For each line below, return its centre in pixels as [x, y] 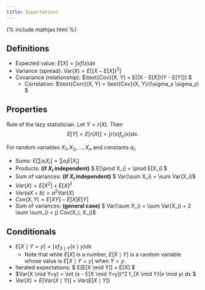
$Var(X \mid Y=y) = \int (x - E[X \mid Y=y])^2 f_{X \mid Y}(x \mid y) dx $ [106, 273]
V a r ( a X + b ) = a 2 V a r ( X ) [45, 192]
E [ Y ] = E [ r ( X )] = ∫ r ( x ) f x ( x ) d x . [103, 134]
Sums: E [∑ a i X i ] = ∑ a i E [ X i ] [47, 161]
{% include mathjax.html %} [42, 29]
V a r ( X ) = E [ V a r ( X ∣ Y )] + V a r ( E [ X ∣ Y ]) [62, 280]
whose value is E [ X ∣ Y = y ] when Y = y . [75, 261]
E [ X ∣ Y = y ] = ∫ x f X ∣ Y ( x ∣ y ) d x [53, 247]
